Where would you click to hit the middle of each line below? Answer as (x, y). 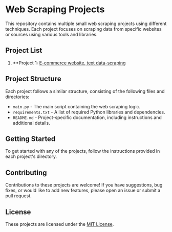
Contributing (26, 172)
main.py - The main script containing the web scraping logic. (77, 106)
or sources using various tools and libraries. (51, 34)
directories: (17, 97)
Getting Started (30, 139)
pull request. (18, 196)
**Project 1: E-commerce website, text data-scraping (69, 63)
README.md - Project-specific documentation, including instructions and (87, 117)
